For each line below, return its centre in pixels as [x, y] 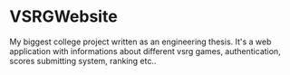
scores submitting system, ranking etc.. [83, 61]
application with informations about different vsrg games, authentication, [145, 51]
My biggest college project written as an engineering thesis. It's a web [140, 42]
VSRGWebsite [63, 17]
